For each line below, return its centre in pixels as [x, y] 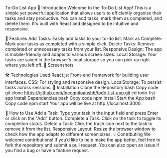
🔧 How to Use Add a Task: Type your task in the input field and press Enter [82, 113]
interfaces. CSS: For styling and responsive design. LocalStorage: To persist [83, 82]
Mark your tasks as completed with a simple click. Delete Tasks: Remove [80, 44]
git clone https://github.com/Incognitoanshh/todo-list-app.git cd [71, 93]
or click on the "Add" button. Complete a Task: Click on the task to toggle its [83, 118]
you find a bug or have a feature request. [47, 150]
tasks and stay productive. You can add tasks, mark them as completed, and [84, 18]
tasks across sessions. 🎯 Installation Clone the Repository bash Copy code [82, 87]
